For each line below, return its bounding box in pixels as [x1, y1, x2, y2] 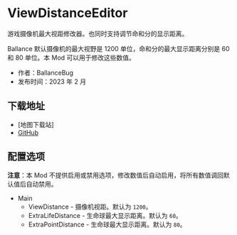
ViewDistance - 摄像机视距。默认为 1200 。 [28, 202, 152, 211]
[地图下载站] [17, 120, 55, 129]
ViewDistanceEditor [7, 5, 128, 21]
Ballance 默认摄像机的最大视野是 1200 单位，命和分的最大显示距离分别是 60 [7, 44, 230, 53]
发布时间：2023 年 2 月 [17, 77, 87, 86]
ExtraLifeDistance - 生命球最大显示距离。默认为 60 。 [28, 211, 183, 219]
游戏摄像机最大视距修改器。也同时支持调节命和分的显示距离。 [7, 29, 189, 38]
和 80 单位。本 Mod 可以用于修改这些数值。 [7, 53, 135, 62]
